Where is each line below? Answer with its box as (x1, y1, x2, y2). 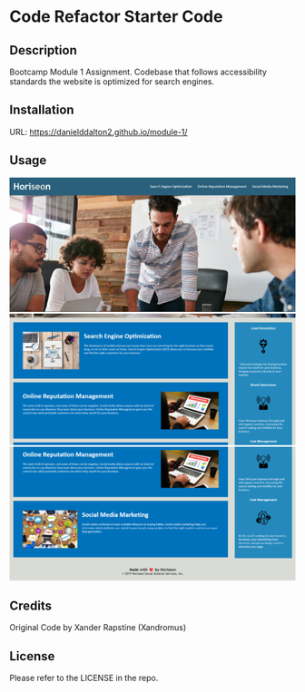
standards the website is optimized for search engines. (9, 76, 215, 87)
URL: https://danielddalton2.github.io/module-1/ (9, 126, 188, 137)
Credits (9, 599, 53, 614)
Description (9, 43, 77, 58)
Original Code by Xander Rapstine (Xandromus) (9, 622, 187, 633)
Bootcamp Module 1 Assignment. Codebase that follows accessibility (9, 66, 268, 77)
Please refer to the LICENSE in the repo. (9, 673, 159, 684)
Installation (9, 102, 74, 118)
